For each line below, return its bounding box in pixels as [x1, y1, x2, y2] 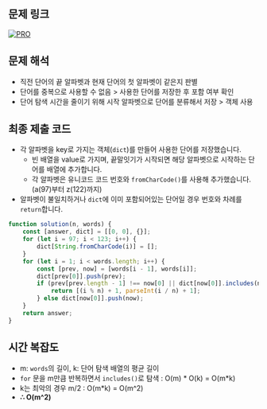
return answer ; [22, 309, 73, 317]
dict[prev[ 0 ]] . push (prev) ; [37, 272, 126, 280]
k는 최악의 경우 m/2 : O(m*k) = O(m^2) [19, 383, 144, 392]
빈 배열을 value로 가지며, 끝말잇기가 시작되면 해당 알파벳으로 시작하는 [31, 154, 247, 165]
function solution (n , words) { [8, 220, 112, 228]
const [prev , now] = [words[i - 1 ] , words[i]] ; [37, 265, 197, 273]
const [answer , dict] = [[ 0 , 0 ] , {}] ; [22, 228, 151, 236]
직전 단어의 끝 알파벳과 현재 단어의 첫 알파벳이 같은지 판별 [19, 76, 199, 86]
